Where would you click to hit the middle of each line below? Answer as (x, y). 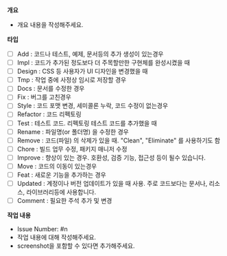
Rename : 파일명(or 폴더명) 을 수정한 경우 (73, 131)
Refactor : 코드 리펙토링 (49, 114)
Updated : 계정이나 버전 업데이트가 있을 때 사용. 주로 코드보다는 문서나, (112, 183)
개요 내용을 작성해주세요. (50, 25)
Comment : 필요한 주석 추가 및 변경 (64, 201)
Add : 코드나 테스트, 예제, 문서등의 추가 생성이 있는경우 (90, 54)
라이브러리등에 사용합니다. (61, 192)
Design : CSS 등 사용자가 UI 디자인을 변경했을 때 (82, 72)
